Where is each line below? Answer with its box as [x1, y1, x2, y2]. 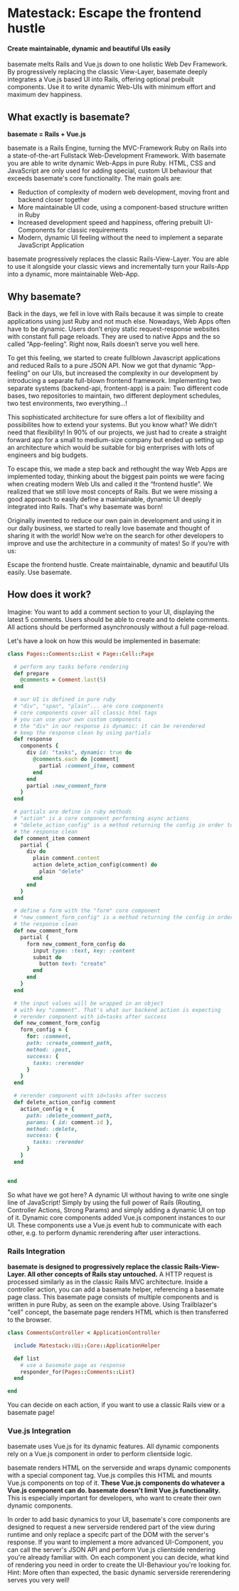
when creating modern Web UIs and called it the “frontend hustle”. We [7, 480, 213, 488]
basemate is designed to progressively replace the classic [7, 1262, 184, 1271]
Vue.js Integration [7, 1426, 71, 1436]
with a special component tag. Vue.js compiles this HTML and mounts [7, 1471, 212, 1480]
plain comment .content [33, 854, 100, 862]
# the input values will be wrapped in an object [14, 1000, 164, 1007]
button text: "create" [38, 961, 107, 968]
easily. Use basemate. [7, 568, 73, 577]
